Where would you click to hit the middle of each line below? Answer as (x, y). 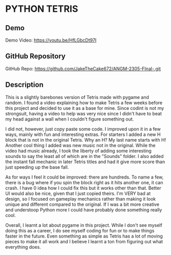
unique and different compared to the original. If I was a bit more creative (82, 204)
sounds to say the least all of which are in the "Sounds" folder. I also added (84, 156)
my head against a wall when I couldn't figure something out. (70, 119)
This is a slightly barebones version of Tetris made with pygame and (77, 97)
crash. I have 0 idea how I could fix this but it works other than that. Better (83, 188)
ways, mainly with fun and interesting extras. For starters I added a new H (83, 134)
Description (24, 85)
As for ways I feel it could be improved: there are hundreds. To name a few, (84, 177)
